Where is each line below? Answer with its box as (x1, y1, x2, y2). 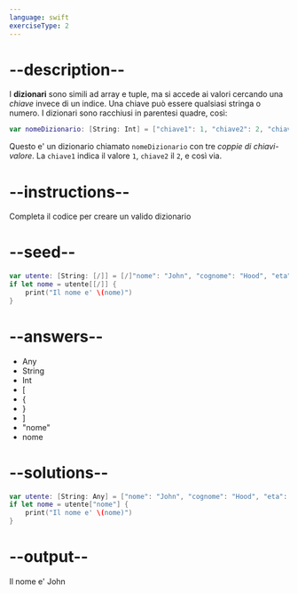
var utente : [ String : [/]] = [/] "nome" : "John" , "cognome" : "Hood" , (9, 272, 268, 281)
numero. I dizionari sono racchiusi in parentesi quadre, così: (9, 108, 228, 118)
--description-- (9, 60, 126, 80)
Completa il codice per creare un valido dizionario (9, 211, 192, 222)
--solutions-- (9, 462, 109, 483)
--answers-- (9, 326, 104, 347)
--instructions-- (9, 181, 130, 202)
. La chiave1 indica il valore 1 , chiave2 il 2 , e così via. (32, 150, 223, 161)
